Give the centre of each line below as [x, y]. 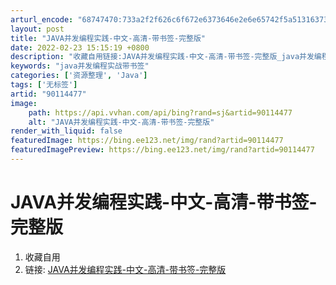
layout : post [37, 29]
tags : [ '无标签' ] [44, 85]
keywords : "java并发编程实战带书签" [80, 66]
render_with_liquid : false [66, 131]
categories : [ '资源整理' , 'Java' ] [79, 76]
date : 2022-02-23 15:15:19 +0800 [80, 47]
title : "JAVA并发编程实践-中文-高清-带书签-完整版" [108, 38]
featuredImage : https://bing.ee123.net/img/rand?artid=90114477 [147, 141]
